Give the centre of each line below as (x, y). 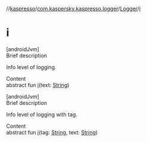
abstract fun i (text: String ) (38, 85)
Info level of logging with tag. (42, 114)
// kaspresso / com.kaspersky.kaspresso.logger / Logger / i (73, 9)
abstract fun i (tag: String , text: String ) (52, 132)
